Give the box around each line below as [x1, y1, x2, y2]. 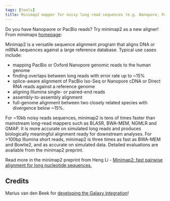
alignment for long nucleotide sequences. [5, 162, 92, 168]
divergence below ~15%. [12, 105, 65, 111]
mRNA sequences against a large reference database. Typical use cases [5, 47, 157, 53]
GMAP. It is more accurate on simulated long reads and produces [5, 125, 142, 132]
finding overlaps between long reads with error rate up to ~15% [12, 72, 145, 78]
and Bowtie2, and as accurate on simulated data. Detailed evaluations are [5, 141, 158, 147]
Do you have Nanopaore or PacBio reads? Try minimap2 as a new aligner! [5, 26, 159, 32]
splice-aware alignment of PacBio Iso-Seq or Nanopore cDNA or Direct [12, 78, 161, 84]
